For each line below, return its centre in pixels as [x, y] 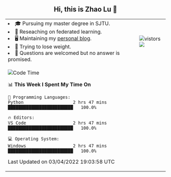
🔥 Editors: [21, 117]
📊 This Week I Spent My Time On [49, 84]
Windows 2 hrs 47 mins [57, 146]
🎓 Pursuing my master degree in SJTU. [63, 23]
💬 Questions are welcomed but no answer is [67, 53]
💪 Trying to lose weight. [43, 46]
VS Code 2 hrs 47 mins [57, 123]
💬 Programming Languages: [39, 97]
